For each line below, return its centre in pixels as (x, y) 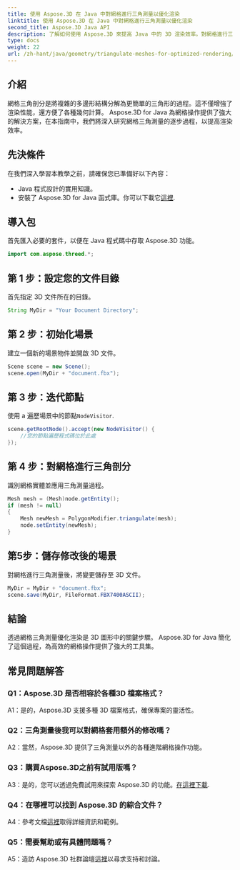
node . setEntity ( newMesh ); (59, 525)
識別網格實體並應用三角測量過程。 (57, 485)
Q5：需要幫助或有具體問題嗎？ (60, 842)
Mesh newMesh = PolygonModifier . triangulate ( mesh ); (99, 519)
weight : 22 (24, 47)
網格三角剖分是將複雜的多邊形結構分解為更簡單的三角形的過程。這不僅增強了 (120, 103)
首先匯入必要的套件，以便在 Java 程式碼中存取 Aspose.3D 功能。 (103, 241)
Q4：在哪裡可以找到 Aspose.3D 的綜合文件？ (85, 805)
